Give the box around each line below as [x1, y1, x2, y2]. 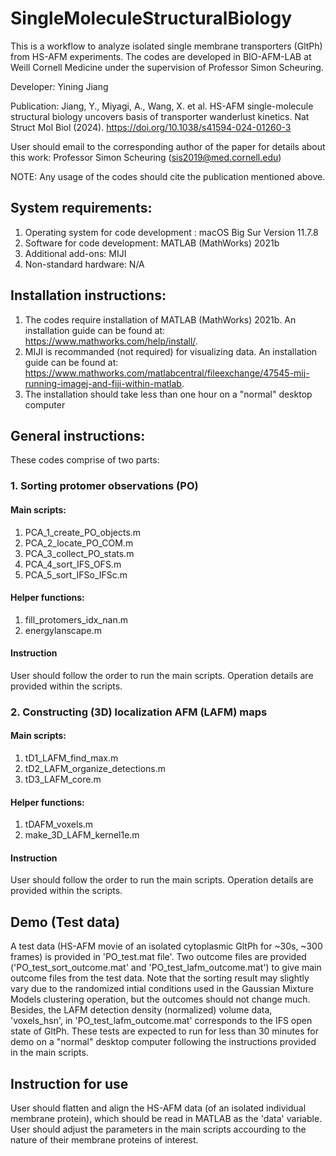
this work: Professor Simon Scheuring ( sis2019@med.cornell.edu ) [10, 151, 282, 163]
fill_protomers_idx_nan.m [24, 613, 128, 626]
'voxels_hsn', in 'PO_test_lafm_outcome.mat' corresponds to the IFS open [10, 1015, 313, 1027]
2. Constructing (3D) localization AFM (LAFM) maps [10, 705, 268, 719]
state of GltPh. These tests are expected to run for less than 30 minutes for [10, 1025, 319, 1037]
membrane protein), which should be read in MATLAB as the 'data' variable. [10, 1113, 323, 1125]
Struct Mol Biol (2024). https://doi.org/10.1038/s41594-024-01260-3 [10, 121, 292, 133]
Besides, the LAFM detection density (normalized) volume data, [10, 1004, 273, 1016]
